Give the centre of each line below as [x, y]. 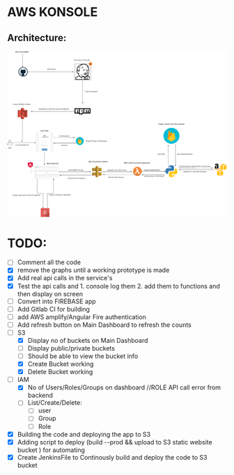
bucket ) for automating [51, 450]
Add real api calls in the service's [65, 278]
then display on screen [50, 293]
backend [40, 395]
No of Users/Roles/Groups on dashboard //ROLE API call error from [124, 387]
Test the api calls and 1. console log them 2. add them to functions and [119, 286]
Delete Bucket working [60, 372]
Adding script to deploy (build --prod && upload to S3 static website [115, 442]
